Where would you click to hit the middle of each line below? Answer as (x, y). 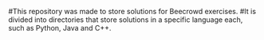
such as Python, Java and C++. (60, 28)
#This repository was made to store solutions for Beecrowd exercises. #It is (132, 11)
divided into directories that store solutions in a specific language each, (126, 20)
